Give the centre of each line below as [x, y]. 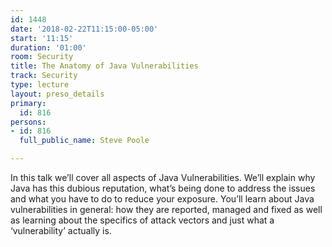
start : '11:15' [42, 38]
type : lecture [40, 85]
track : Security [44, 76]
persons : [28, 122]
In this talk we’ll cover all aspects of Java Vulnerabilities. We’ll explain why [163, 177]
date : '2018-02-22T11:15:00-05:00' [84, 29]
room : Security [42, 57]
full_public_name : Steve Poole [84, 141]
